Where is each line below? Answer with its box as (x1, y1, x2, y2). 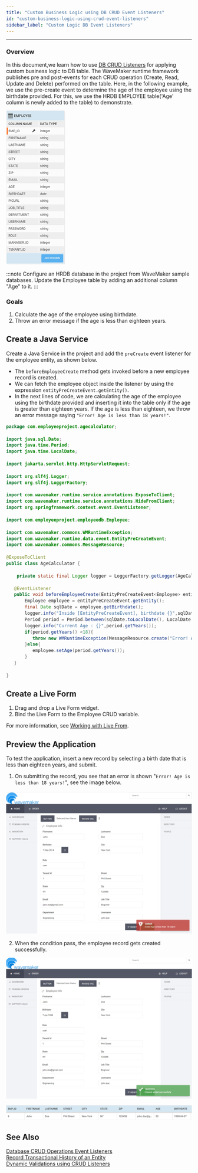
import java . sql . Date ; (6, 436, 62, 442)
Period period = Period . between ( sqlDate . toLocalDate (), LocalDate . (24, 617, 194, 622)
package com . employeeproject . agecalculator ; (6, 424, 117, 430)
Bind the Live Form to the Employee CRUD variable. (14, 711, 140, 718)
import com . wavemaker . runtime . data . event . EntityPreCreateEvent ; (6, 536, 167, 542)
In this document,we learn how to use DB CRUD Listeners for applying (6, 61, 177, 68)
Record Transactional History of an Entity (6, 1154, 106, 1161)
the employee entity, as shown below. (6, 356, 98, 363)
